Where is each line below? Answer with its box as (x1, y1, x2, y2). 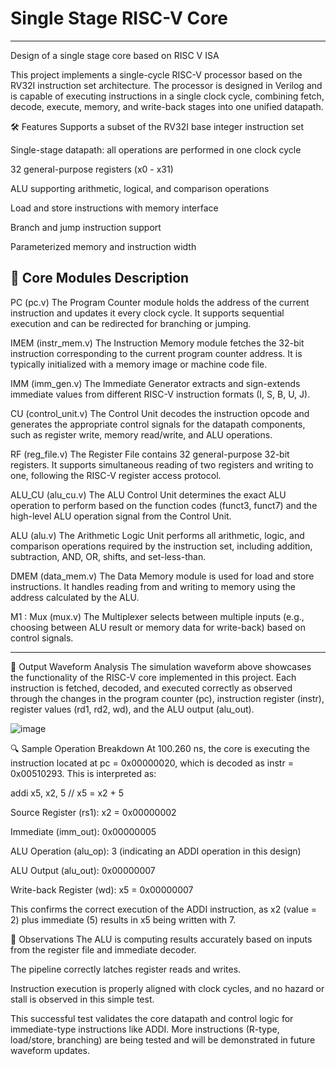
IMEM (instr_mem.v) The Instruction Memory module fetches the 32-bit (10, 337, 305, 349)
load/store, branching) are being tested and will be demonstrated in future (10, 1033, 316, 1046)
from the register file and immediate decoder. (10, 943, 197, 956)
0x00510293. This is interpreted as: (10, 767, 157, 779)
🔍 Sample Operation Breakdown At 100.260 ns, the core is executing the (10, 742, 311, 754)
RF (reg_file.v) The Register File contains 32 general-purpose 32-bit (10, 448, 290, 460)
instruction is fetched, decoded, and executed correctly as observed (10, 682, 293, 694)
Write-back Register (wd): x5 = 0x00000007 (10, 883, 194, 896)
